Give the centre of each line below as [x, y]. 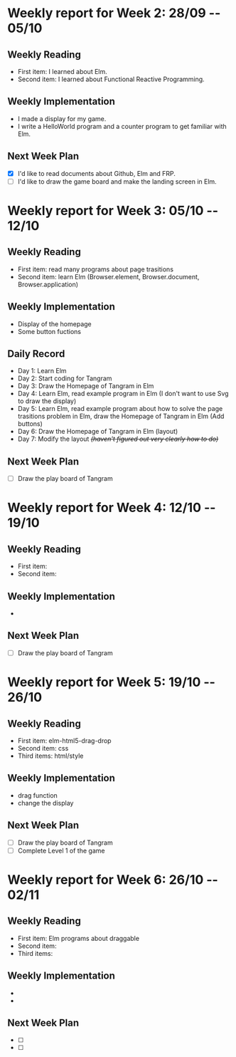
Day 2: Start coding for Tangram [65, 378]
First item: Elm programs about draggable [79, 938]
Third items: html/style [50, 756]
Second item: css [43, 748]
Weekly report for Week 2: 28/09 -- [114, 13]
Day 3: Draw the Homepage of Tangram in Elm [86, 386]
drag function [38, 795]
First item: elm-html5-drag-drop [64, 740]
